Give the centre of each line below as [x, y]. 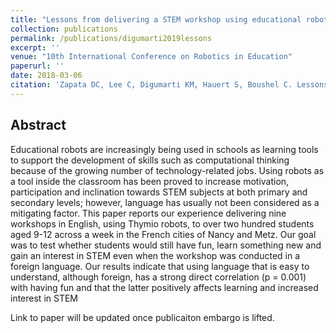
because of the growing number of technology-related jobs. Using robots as [167, 170]
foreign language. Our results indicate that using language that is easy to [160, 266]
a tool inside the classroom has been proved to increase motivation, [150, 181]
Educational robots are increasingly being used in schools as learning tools [164, 149]
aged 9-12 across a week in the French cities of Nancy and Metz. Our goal [163, 234]
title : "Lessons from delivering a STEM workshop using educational [156, 19]
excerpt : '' [35, 47]
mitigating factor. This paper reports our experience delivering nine [148, 213]
